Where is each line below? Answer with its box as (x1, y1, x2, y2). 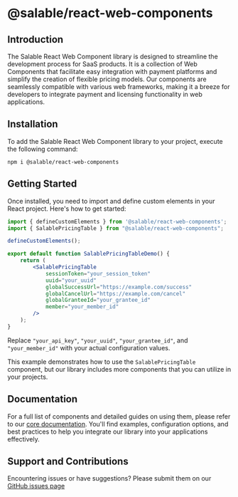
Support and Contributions (7, 455, 129, 467)
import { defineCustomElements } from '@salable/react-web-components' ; (7, 218, 227, 225)
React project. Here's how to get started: (7, 204, 126, 213)
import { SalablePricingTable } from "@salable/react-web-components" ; (7, 224, 224, 232)
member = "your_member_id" (45, 303, 119, 310)
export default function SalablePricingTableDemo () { (7, 251, 171, 258)
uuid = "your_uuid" (45, 276, 97, 284)
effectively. (7, 434, 40, 443)
